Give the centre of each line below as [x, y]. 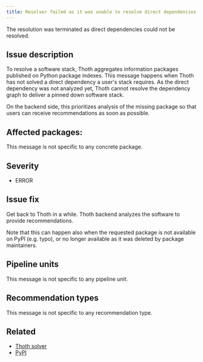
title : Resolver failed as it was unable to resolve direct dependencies [101, 12]
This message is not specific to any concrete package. [75, 147]
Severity [23, 166]
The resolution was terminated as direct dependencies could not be [91, 29]
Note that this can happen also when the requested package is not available [101, 232]
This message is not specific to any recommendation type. [79, 312]
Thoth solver [31, 346]
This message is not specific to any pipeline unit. [67, 279]
